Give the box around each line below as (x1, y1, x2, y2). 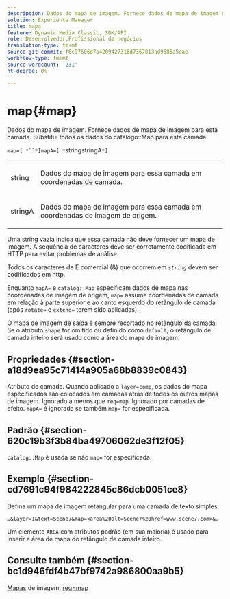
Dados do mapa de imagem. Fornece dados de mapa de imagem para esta (7, 126, 218, 134)
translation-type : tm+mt (7, 42, 78, 49)
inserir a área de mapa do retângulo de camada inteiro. (7, 534, 162, 543)
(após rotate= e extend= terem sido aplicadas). (7, 306, 139, 314)
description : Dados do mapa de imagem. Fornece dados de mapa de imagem (7, 10, 219, 17)
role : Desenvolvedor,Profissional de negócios (7, 36, 142, 43)
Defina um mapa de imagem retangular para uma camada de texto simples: (7, 502, 220, 510)
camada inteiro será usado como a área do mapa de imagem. (7, 334, 180, 342)
